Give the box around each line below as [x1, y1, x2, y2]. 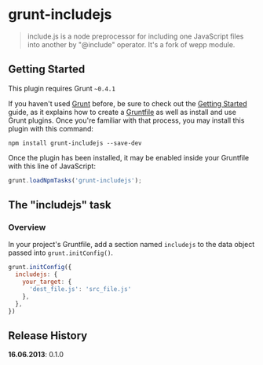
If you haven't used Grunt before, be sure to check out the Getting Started [8, 98, 247, 108]
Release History [8, 329, 88, 342]
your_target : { [22, 278, 72, 286]
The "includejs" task [8, 198, 111, 212]
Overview [8, 222, 46, 233]
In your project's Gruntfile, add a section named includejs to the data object [8, 240, 255, 249]
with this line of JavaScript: [8, 161, 97, 171]
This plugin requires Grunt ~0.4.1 [8, 83, 116, 93]
